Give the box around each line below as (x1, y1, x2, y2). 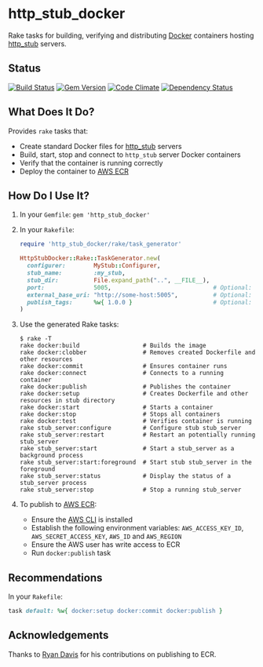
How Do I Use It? (8, 189, 90, 202)
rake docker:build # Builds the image (19, 342, 206, 350)
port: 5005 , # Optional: (27, 283, 253, 291)
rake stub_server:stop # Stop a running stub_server (19, 486, 242, 494)
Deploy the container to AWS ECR (19, 166, 130, 176)
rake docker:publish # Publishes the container (19, 383, 232, 391)
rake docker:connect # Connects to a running (19, 370, 225, 377)
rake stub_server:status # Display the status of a (19, 472, 232, 480)
